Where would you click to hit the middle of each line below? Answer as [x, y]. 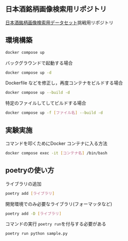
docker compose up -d [29, 73]
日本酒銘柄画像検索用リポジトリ [56, 9]
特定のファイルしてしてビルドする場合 [46, 103]
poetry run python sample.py [36, 234]
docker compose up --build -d [38, 93]
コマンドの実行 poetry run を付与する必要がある [56, 224]
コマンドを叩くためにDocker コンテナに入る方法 [57, 143]
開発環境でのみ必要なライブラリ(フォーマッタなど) [59, 204]
